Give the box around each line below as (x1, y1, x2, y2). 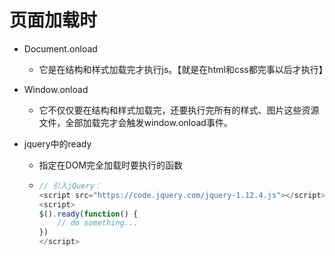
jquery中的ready (23, 137, 92, 150)
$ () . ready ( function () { (38, 209, 139, 219)
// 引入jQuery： (38, 181, 102, 191)
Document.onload (23, 42, 98, 55)
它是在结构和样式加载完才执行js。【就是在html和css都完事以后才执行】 (38, 63, 328, 75)
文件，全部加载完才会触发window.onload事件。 (38, 116, 233, 128)
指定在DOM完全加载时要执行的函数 (38, 159, 184, 171)
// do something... (57, 218, 139, 228)
